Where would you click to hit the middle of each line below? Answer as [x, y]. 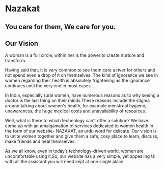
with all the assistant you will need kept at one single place [64, 162]
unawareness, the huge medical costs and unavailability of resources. [76, 111]
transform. [16, 61]
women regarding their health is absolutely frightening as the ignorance [77, 81]
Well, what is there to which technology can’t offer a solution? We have [77, 121]
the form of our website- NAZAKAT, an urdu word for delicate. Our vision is [81, 131]
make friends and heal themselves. [41, 141]
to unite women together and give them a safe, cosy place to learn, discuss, [82, 136]
